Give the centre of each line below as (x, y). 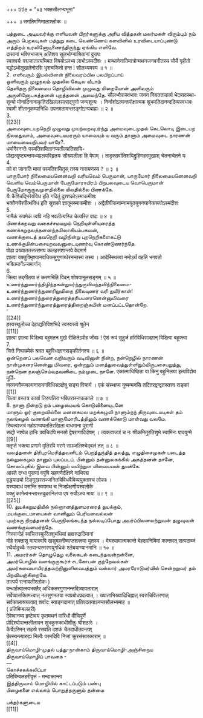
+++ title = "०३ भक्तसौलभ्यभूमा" (41, 9)
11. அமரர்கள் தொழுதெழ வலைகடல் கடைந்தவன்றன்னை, (70, 554)
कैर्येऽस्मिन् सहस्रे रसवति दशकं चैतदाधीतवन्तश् (49, 629)
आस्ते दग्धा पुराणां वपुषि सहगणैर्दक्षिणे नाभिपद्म (48, 473)
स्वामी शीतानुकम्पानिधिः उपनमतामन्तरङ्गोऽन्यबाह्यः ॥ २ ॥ (60, 109)
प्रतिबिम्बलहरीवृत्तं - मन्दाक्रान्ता (34, 676)
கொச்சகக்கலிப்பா (26, 669)
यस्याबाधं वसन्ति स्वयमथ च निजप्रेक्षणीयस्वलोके (50, 486)
